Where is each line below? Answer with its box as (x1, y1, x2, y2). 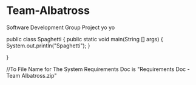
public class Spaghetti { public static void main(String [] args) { (6, 35, 163, 42)
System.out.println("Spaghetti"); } (6, 42, 90, 49)
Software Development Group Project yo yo (6, 24, 115, 31)
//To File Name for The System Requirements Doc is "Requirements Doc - (6, 65, 190, 73)
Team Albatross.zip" (6, 72, 57, 79)
